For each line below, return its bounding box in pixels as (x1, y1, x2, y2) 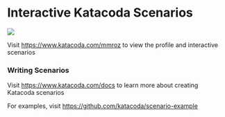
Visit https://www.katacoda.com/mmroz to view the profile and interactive (7, 40, 219, 49)
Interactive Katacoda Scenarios (7, 5, 193, 21)
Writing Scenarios (7, 65, 69, 75)
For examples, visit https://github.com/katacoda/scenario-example (7, 102, 198, 110)
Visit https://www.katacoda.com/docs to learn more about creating (7, 81, 199, 89)
